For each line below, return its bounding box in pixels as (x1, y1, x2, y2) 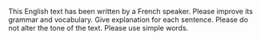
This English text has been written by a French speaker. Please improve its (8, 7, 254, 16)
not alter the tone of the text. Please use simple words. (8, 24, 189, 32)
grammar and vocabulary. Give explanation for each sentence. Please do (8, 15, 248, 24)
